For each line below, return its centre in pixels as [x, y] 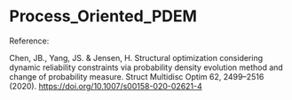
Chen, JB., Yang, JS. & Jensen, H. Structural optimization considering [136, 58]
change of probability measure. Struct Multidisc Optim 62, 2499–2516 [137, 76]
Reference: [29, 41]
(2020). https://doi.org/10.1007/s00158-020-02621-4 [106, 86]
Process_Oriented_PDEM [103, 16]
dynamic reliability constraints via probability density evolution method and [146, 67]
